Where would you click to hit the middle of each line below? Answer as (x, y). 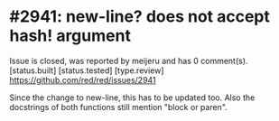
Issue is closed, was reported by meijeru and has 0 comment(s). (129, 60)
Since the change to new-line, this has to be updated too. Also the (132, 98)
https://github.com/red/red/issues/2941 (83, 79)
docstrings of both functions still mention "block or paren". (118, 107)
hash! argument (70, 36)
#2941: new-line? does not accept (140, 17)
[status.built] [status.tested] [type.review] (87, 70)
